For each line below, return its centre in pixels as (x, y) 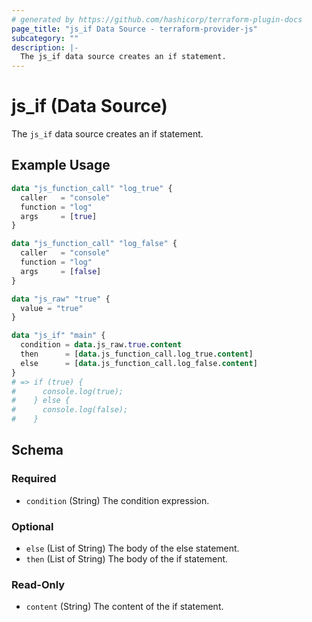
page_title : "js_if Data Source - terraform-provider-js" (134, 29)
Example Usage (61, 165)
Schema (37, 450)
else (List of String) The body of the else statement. (132, 548)
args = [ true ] (59, 216)
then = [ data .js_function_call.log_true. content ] (137, 354)
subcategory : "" (45, 38)
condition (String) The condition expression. (117, 500)
